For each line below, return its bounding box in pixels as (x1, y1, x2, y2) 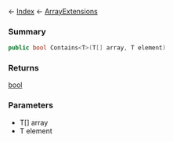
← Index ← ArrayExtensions (8, 7, 98, 16)
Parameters (8, 100, 53, 111)
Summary (8, 26, 47, 37)
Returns (8, 63, 39, 74)
